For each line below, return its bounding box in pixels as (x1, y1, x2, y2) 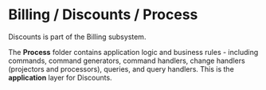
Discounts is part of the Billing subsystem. (8, 32, 147, 41)
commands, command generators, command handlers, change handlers (8, 56, 245, 65)
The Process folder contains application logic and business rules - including (8, 47, 259, 57)
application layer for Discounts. (8, 72, 113, 82)
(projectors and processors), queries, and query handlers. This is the (8, 64, 235, 73)
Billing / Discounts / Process (8, 6, 198, 24)
